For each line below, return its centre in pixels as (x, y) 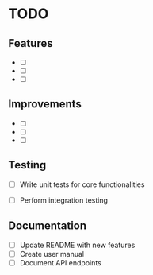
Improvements (45, 104)
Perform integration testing (64, 200)
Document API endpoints (60, 262)
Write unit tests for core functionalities (82, 184)
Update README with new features (77, 245)
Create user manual (52, 254)
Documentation (48, 226)
